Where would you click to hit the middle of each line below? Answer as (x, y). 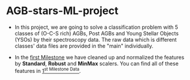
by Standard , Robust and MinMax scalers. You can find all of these (96, 64)
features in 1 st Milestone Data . (48, 70)
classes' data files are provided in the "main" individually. (84, 46)
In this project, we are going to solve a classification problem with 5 (96, 27)
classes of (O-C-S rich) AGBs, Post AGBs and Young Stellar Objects (96, 33)
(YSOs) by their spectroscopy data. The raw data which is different (96, 39)
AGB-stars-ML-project (62, 11)
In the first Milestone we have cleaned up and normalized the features (99, 57)
